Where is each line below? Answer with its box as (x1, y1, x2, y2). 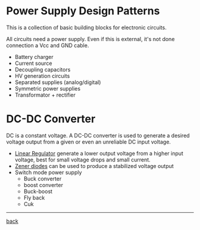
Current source (14, 60, 52, 67)
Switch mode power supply (14, 169, 82, 176)
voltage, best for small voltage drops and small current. (14, 156, 151, 163)
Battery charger (14, 53, 54, 60)
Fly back (23, 194, 45, 201)
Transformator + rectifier (14, 91, 76, 98)
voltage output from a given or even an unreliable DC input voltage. (6, 138, 171, 145)
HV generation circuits (14, 72, 70, 79)
